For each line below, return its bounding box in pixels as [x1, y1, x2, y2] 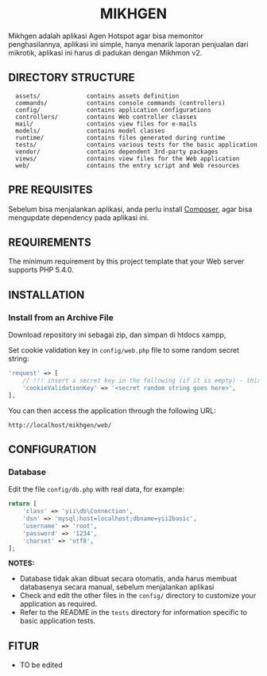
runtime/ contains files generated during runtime [15, 133, 226, 141]
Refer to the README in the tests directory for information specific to [19, 608, 248, 617]
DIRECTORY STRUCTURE [8, 71, 135, 84]
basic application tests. [19, 616, 96, 626]
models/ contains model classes [15, 126, 165, 135]
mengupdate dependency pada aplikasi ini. [8, 212, 149, 222]
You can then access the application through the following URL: [8, 406, 216, 415]
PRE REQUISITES [8, 183, 93, 197]
